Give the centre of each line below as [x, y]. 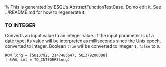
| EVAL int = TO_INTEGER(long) [38, 60]
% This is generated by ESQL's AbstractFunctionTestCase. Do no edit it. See [83, 7]
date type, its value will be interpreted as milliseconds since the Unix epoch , [83, 41]
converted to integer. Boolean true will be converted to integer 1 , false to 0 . [83, 46]
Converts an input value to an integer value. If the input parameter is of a [80, 36]
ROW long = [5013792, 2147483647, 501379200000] [56, 55]
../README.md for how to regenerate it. [45, 12]
